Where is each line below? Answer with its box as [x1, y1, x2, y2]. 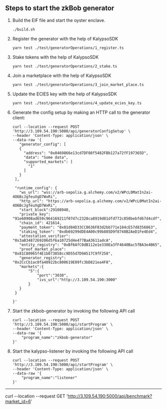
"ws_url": [19, 190, 40, 195]
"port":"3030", [37, 273, 69, 278]
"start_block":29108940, [19, 207, 71, 212]
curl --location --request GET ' [5, 393, 68, 399]
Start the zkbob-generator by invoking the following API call [12, 308, 135, 314]
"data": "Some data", [23, 155, 69, 160]
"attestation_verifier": [19, 233, 71, 239]
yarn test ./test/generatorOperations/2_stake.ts [12, 63, 118, 69]
